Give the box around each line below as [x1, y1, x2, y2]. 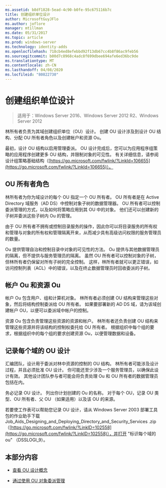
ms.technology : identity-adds [5, 44, 68, 49]
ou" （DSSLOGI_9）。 [5, 437, 48, 443]
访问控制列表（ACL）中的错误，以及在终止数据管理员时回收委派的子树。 [5, 265, 153, 271]
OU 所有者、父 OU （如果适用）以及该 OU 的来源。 [13, 396, 118, 402]
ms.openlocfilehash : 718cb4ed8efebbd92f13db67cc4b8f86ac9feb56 [5, 49, 139, 54]
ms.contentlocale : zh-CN [5, 63, 56, 68]
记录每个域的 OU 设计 [5, 347, 70, 355]
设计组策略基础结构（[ [5, 157, 51, 163]
